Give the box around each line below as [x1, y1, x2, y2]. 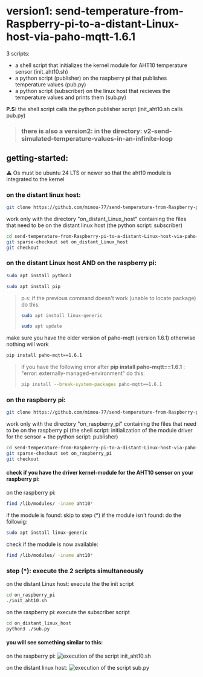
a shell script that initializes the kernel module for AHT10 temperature [14, 62, 187, 69]
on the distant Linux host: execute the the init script [6, 580, 134, 587]
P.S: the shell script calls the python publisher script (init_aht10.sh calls [6, 105, 183, 112]
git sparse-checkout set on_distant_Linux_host [6, 239, 129, 245]
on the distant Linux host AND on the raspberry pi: [6, 258, 157, 267]
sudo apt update [21, 323, 62, 330]
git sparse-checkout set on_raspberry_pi [6, 451, 112, 457]
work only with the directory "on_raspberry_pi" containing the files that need [6, 420, 197, 428]
